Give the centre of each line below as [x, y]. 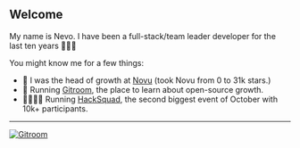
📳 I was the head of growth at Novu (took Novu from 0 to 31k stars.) [146, 80]
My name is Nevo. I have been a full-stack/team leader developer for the [143, 36]
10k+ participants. [55, 108]
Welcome [36, 15]
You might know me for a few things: [77, 62]
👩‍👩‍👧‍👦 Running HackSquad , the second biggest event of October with [150, 99]
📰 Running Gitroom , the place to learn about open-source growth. [143, 89]
